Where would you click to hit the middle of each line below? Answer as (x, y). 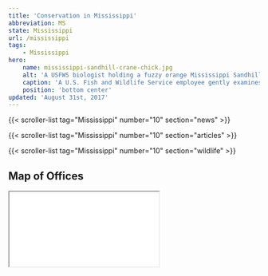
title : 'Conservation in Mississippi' (73, 16)
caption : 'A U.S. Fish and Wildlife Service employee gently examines (142, 82)
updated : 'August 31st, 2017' (59, 97)
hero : (17, 61)
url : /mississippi (39, 38)
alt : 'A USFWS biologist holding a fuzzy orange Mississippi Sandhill (142, 75)
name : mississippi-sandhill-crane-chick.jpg (98, 68)
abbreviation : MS (37, 23)
